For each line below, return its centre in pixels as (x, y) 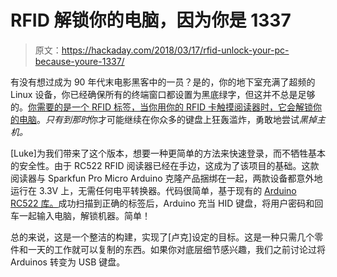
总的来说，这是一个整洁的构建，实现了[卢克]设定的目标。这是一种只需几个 (162, 237)
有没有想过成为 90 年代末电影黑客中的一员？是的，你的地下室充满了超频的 (163, 82)
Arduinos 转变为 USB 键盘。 (68, 262)
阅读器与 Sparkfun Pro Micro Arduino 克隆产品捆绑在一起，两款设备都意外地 (166, 178)
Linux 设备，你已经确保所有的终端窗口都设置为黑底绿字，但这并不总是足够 (163, 94)
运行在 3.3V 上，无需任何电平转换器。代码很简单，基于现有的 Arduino (153, 190)
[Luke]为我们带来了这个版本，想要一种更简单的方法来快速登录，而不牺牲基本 (168, 153)
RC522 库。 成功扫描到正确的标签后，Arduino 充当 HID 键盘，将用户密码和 (162, 203)
